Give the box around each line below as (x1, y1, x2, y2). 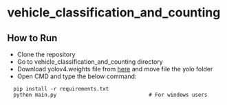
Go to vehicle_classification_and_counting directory (17, 58, 163, 66)
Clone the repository (17, 50, 76, 58)
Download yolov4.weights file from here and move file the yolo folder (17, 65, 213, 73)
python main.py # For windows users (13, 91, 208, 98)
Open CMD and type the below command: (17, 72, 137, 80)
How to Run (7, 32, 58, 44)
